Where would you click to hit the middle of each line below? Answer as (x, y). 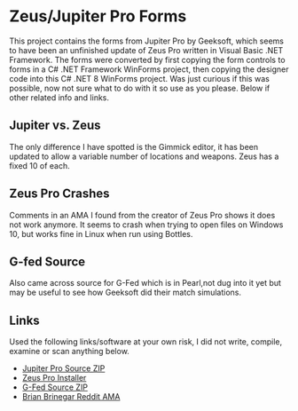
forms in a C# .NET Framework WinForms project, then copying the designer (149, 69)
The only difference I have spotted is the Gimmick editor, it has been (134, 146)
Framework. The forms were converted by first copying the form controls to (147, 59)
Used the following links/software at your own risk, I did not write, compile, (145, 342)
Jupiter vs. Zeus (55, 126)
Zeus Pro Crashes (59, 194)
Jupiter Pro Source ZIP (63, 368)
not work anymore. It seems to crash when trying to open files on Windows (146, 225)
